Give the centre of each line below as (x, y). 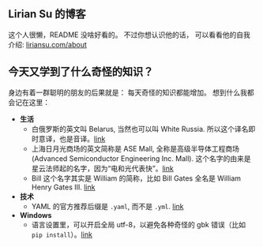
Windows (36, 215)
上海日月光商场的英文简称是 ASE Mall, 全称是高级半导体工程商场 (135, 148)
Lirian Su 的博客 (47, 14)
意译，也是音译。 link (72, 138)
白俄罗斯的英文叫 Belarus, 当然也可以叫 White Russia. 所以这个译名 (140, 129)
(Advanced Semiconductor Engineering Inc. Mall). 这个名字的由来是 (141, 158)
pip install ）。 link (62, 234)
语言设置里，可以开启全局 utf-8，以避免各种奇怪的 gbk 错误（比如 (139, 224)
